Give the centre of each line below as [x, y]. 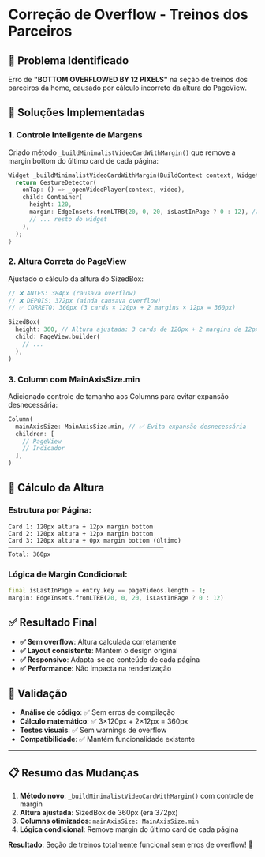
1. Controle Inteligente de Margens [75, 135]
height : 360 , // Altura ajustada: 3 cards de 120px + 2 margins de [129, 329]
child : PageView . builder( [58, 337]
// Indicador [44, 449]
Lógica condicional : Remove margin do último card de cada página [129, 829]
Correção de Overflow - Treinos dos [128, 15]
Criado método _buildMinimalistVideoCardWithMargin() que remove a [122, 152]
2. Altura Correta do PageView [67, 261]
